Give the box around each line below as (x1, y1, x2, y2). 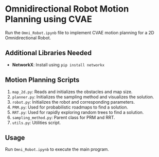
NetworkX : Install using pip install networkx (12, 62, 105, 67)
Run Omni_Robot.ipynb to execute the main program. (5, 146, 109, 152)
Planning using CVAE (5, 14, 92, 25)
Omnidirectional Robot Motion (5, 3, 129, 15)
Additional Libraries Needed (5, 49, 92, 57)
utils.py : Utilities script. (12, 120, 61, 126)
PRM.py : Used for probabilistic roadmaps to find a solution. (12, 104, 128, 110)
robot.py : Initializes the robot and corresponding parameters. (12, 99, 135, 105)
